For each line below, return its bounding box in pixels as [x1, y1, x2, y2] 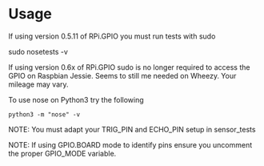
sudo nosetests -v [8, 47, 68, 56]
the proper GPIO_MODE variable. [8, 148, 117, 158]
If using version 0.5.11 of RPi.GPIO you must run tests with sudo [8, 31, 216, 41]
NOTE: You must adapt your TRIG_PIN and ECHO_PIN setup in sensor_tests [8, 124, 256, 134]
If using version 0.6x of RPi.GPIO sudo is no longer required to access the [8, 62, 250, 72]
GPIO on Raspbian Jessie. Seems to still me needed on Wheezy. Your [8, 71, 237, 80]
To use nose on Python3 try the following [8, 95, 144, 104]
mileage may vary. [8, 79, 70, 89]
